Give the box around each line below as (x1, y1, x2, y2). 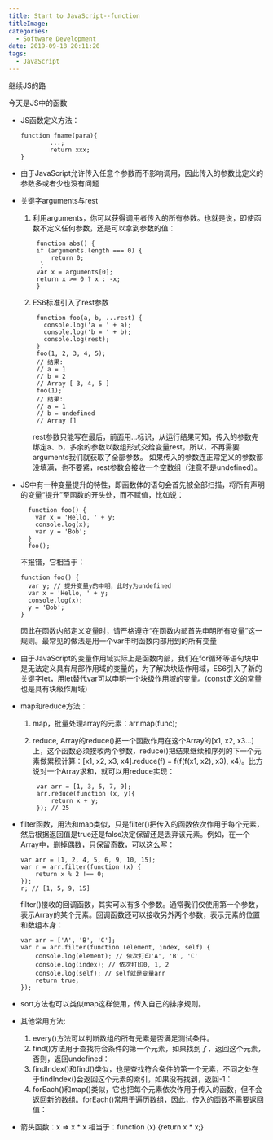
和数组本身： (20, 919, 64, 929)
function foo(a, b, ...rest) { (36, 313, 143, 322)
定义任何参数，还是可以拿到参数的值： (46, 223, 176, 233)
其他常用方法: (20, 1015, 66, 1026)
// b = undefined (36, 409, 95, 418)
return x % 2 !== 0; (35, 870, 105, 878)
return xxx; (50, 146, 90, 154)
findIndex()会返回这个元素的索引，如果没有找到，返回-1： (39, 1074, 233, 1084)
